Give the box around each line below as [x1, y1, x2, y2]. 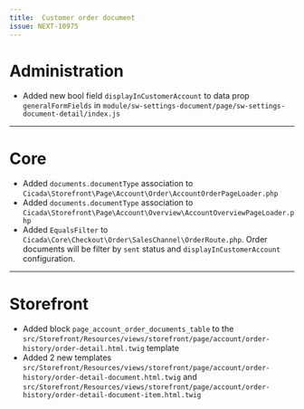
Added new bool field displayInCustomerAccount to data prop [22, 90, 251, 101]
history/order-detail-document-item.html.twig [22, 391, 202, 400]
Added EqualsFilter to [22, 224, 109, 235]
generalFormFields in [22, 100, 101, 111]
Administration [9, 61, 124, 81]
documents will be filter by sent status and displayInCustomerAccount [22, 243, 280, 254]
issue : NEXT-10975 [9, 22, 79, 31]
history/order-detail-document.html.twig [22, 373, 181, 383]
